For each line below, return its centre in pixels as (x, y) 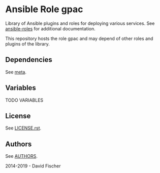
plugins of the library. (27, 44)
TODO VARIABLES (24, 100)
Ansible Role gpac (44, 9)
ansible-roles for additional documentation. (50, 28)
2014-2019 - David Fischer (33, 166)
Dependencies (29, 60)
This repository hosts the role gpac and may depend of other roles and (79, 38)
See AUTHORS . (22, 156)
